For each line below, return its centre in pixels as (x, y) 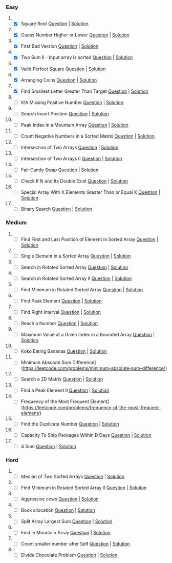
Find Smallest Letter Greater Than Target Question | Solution (84, 91)
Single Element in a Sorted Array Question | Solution (76, 256)
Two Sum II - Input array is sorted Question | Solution (77, 57)
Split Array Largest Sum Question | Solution (67, 521)
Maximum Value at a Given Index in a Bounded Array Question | (88, 335)
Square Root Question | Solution (55, 24)
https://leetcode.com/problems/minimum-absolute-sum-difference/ (94, 368)
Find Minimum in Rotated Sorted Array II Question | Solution (84, 488)
